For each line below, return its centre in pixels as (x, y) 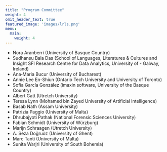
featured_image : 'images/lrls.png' (43, 24)
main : (16, 33)
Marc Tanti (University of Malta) (46, 139)
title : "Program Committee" (35, 10)
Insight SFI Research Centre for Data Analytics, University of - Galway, (86, 63)
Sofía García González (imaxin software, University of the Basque (81, 85)
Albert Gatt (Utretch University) (45, 96)
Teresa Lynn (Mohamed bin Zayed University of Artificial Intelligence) (85, 101)
